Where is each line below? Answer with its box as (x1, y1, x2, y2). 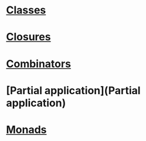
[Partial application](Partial (6, 84, 141, 97)
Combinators (6, 57, 72, 70)
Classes (6, 4, 46, 17)
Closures (6, 30, 51, 44)
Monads (6, 123, 47, 136)
